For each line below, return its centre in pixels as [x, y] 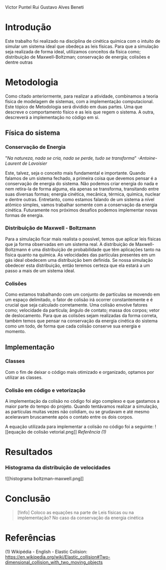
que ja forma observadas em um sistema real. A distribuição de [70, 244]
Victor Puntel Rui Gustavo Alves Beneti [45, 7]
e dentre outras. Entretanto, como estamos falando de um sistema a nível [80, 199]
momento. [16, 332]
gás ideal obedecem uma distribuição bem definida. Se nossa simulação [79, 260]
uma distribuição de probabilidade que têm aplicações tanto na [96, 249]
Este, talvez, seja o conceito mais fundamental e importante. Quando [75, 173]
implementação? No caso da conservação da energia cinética [80, 518]
